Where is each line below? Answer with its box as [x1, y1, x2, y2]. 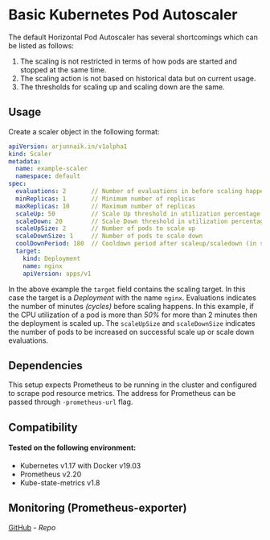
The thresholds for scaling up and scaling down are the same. [19, 82, 225, 92]
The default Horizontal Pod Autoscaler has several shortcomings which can [8, 32, 259, 42]
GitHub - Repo [8, 522, 56, 532]
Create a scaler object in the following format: [8, 126, 160, 136]
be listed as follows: [8, 40, 75, 50]
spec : [8, 179, 27, 188]
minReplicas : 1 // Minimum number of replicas [15, 195, 196, 203]
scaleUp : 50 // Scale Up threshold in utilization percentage [15, 209, 261, 218]
